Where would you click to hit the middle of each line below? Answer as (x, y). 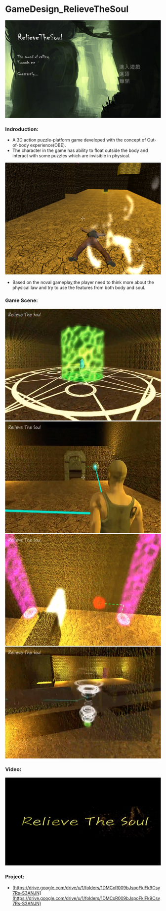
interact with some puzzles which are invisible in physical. (71, 156)
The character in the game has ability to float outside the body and (80, 150)
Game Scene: (21, 300)
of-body (21, 145)
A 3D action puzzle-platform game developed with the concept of (79, 140)
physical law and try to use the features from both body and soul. (79, 288)
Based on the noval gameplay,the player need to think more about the (83, 282)
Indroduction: (22, 129)
